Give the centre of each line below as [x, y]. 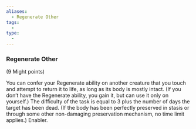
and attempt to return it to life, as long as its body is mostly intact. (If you [94, 89]
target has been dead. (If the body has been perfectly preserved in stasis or [98, 108]
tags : [13, 22]
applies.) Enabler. [27, 120]
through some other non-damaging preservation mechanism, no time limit [95, 114]
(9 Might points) [26, 72]
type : [13, 33]
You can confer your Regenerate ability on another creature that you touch [96, 83]
